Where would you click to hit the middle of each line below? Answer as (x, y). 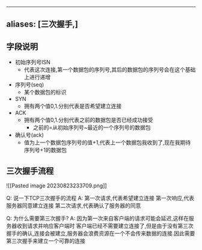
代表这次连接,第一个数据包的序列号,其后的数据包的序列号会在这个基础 (110, 70)
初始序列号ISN (33, 62)
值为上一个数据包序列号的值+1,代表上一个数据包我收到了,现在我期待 (107, 142)
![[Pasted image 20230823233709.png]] (57, 186)
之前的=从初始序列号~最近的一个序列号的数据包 (92, 127)
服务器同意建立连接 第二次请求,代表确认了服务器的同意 (74, 206)
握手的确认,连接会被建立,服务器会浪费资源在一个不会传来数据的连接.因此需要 (101, 233)
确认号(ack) (29, 135)
